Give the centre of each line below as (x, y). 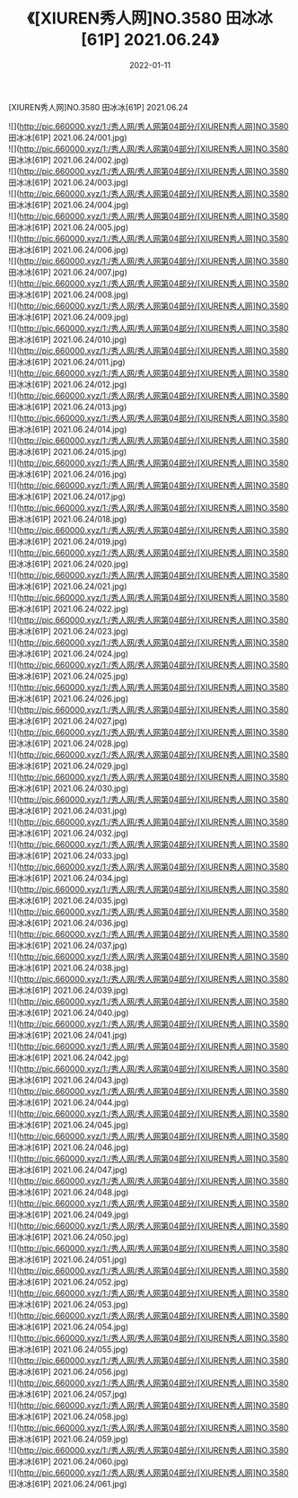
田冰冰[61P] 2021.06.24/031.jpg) (68, 810)
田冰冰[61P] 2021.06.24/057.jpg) (68, 1394)
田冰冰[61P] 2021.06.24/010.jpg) (68, 339)
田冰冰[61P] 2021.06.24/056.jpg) (69, 1371)
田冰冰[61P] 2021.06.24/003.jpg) (69, 182)
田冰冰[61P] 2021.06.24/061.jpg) (68, 1484)
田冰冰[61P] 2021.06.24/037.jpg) (68, 945)
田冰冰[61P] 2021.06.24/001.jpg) (68, 137)
